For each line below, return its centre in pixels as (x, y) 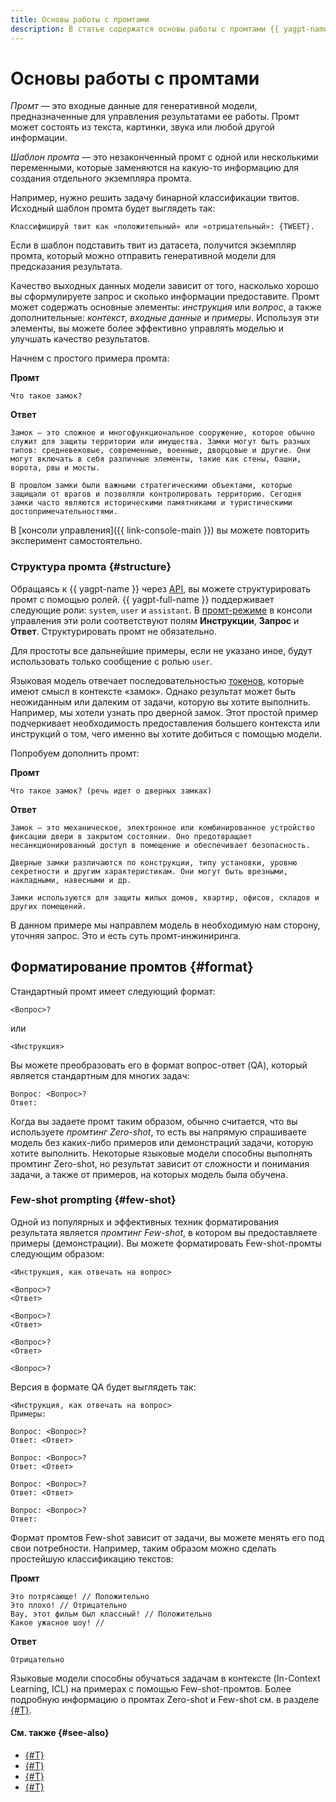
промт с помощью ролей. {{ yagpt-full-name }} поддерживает (142, 599)
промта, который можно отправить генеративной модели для (143, 256)
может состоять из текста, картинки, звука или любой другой (142, 127)
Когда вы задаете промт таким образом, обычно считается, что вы (154, 1121)
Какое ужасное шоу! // (57, 1622)
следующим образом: (57, 1253)
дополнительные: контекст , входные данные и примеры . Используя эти (165, 318)
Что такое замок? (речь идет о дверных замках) (111, 791)
